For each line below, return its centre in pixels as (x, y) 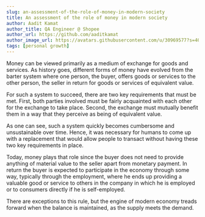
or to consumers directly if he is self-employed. (66, 189)
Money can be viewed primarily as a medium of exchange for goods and (97, 63)
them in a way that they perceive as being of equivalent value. (84, 114)
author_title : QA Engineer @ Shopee (53, 29)
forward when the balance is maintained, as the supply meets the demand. (100, 207)
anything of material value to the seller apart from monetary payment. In (97, 163)
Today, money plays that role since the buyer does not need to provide (95, 157)
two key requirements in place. (45, 145)
